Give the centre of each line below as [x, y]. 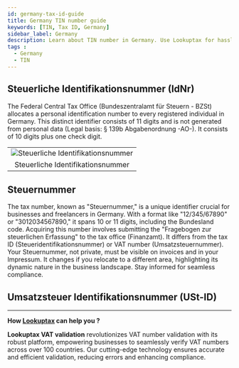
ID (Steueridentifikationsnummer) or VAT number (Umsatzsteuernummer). [116, 244]
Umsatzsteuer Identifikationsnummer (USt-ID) [112, 297]
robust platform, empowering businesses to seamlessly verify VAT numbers [118, 342]
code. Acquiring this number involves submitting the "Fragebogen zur [110, 229]
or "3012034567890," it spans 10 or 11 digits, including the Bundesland [111, 222]
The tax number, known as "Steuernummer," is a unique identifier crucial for [118, 207]
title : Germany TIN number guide [57, 21]
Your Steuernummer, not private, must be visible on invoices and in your [113, 252]
